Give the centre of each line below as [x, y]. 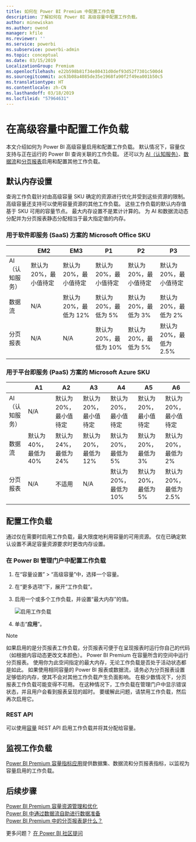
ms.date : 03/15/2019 [31, 60]
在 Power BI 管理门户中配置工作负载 [56, 561]
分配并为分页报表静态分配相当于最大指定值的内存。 [67, 219]
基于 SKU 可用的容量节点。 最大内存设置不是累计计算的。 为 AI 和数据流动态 [97, 211]
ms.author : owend [27, 28]
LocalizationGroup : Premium [40, 66]
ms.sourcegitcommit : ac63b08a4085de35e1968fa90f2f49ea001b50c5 [85, 77]
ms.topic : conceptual [32, 55]
